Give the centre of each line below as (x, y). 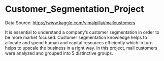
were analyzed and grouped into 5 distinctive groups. (59, 53)
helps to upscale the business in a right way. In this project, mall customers (81, 48)
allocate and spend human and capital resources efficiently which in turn (79, 42)
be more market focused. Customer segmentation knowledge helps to (76, 37)
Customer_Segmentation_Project (75, 9)
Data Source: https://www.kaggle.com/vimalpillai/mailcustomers (70, 23)
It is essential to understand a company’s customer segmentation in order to (82, 32)
